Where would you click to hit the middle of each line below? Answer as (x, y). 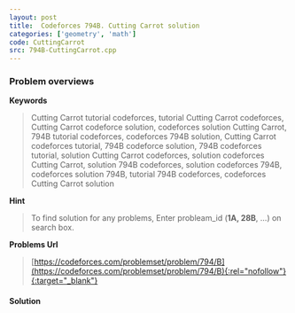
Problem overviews (52, 82)
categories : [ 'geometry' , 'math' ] (73, 34)
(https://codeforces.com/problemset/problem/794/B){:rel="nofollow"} (158, 271)
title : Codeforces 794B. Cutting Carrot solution (105, 26)
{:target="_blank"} (64, 281)
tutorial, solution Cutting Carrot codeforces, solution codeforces (147, 155)
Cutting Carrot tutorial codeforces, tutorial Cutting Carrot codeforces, (157, 118)
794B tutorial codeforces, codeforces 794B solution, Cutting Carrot (153, 137)
